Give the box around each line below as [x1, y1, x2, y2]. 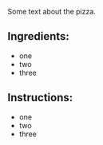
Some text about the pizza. [7, 7, 97, 16]
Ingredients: [7, 29, 69, 43]
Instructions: [7, 91, 73, 104]
